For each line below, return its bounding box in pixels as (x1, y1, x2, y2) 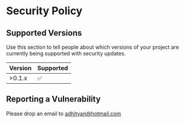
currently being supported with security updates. (6, 50, 126, 57)
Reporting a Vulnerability (6, 94, 101, 105)
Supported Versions (6, 28, 82, 38)
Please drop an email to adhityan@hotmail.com (6, 110, 122, 117)
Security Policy (6, 4, 83, 18)
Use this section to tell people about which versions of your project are (6, 43, 179, 51)
